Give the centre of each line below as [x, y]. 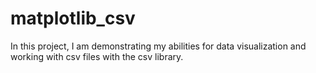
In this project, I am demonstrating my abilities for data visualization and [158, 46]
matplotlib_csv [73, 18]
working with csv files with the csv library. [97, 56]
